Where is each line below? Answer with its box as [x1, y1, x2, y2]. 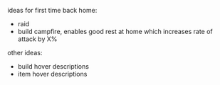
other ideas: [7, 49, 43, 57]
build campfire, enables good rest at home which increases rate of [17, 28, 213, 35]
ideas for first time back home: [7, 6, 98, 14]
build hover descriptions [17, 62, 89, 70]
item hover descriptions [17, 70, 88, 78]
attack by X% [17, 35, 58, 43]
